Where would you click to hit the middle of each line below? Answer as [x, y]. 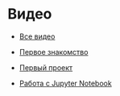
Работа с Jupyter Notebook [65, 83]
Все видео [37, 36]
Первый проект [46, 67]
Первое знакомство [54, 52]
